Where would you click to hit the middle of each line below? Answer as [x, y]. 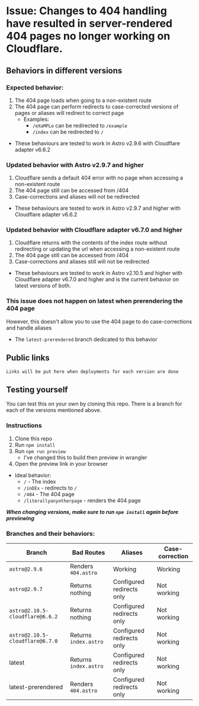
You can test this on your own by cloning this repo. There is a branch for [94, 404]
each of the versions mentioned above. [54, 410]
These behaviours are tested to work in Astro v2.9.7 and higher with [97, 208]
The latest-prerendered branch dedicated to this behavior [86, 339]
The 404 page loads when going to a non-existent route [83, 100]
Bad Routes [89, 552]
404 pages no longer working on [88, 36]
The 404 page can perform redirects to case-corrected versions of [97, 106]
